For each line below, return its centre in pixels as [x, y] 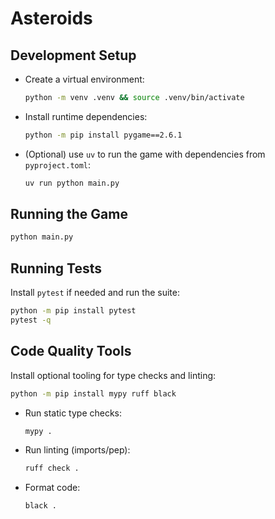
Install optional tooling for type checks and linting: [113, 375]
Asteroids [51, 18]
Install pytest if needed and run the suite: [95, 293]
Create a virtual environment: [84, 79]
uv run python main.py [72, 183]
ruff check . [52, 468]
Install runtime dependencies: [86, 116]
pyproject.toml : [58, 164]
